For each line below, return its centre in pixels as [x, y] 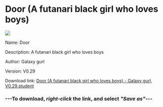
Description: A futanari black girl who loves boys [54, 52]
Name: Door [17, 42]
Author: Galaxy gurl [25, 61]
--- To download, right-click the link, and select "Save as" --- [79, 99]
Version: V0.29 [20, 71]
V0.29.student [20, 86]
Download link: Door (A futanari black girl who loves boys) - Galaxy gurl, [79, 80]
